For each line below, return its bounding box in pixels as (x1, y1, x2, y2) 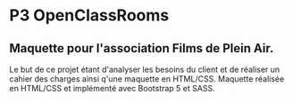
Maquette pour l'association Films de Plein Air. (9, 41, 274, 56)
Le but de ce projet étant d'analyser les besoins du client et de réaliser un (9, 64, 280, 75)
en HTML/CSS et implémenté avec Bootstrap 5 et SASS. (9, 83, 216, 93)
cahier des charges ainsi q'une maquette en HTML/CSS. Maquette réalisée (9, 74, 285, 84)
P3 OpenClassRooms (9, 5, 170, 26)
